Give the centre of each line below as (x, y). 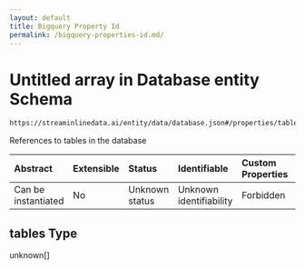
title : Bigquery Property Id (64, 26)
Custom (259, 163)
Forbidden (264, 195)
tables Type (44, 233)
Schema (41, 99)
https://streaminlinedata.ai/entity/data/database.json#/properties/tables (156, 124)
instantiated (39, 201)
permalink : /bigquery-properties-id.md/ (87, 35)
